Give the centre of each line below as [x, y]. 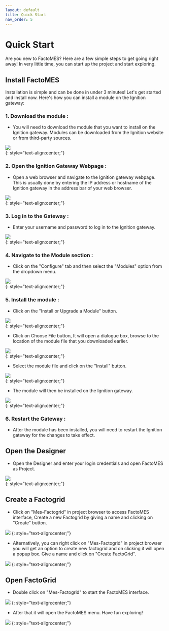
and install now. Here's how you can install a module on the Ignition [76, 98]
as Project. [24, 468]
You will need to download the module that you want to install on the [84, 127]
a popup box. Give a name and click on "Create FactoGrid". [74, 554]
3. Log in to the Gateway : [37, 216]
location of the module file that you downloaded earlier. [70, 341]
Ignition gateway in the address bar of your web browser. [72, 188]
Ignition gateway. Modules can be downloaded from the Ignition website [88, 133]
